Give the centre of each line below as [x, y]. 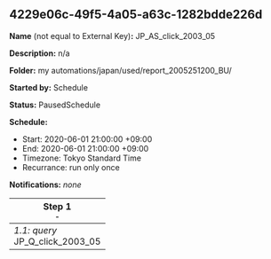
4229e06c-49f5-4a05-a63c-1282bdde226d [136, 15]
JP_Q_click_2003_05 [57, 241]
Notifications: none [45, 184]
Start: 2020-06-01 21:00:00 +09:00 [87, 139]
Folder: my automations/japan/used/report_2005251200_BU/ [121, 70]
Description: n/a [40, 53]
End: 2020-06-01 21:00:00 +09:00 [85, 148]
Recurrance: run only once [71, 167]
